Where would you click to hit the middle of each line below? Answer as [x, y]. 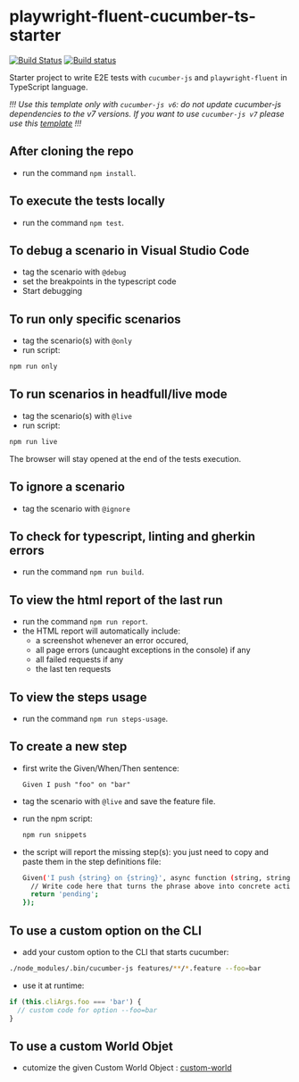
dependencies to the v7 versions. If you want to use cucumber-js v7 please [147, 113]
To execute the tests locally [87, 201]
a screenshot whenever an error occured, [112, 641]
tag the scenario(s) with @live [77, 415]
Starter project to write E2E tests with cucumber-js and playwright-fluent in [148, 77]
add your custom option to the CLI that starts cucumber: [125, 952]
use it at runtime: [53, 986]
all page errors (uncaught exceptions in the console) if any [143, 650]
